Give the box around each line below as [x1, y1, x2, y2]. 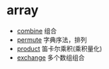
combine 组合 [16, 26, 57, 35]
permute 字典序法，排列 [16, 35, 88, 44]
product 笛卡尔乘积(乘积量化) [16, 44, 103, 53]
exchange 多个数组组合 [16, 53, 86, 62]
